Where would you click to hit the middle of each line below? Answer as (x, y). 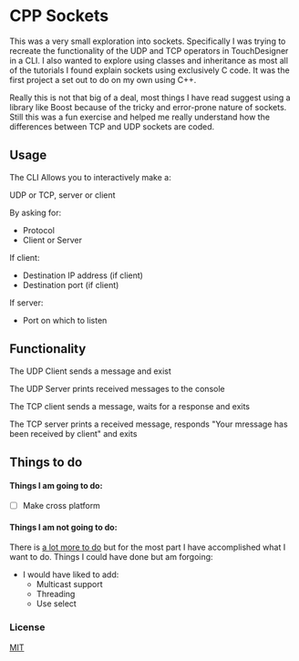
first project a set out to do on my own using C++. (103, 79)
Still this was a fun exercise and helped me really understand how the (140, 117)
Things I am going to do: (56, 485)
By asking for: (36, 212)
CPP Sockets (59, 16)
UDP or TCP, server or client (62, 195)
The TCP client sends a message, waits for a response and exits (130, 406)
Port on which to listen (65, 320)
